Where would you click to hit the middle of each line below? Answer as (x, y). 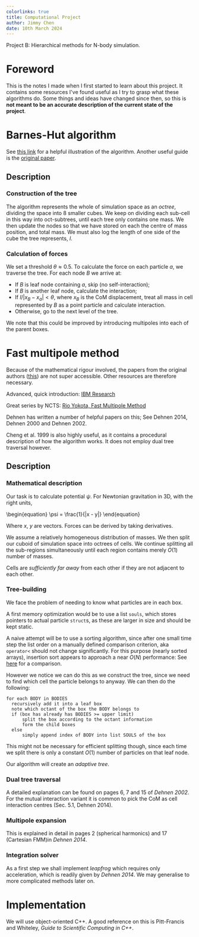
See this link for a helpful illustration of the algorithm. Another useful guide (97, 152)
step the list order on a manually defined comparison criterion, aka (88, 645)
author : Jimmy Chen (30, 23)
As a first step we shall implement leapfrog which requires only (83, 868)
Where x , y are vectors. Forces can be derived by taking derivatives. (90, 525)
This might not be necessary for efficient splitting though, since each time (97, 746)
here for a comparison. (34, 663)
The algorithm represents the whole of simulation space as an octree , (91, 207)
